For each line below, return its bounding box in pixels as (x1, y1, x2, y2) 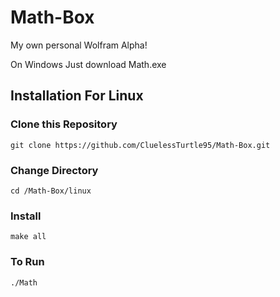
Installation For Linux (10, 87, 144, 105)
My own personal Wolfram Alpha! (10, 39, 148, 51)
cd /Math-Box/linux (10, 186, 92, 196)
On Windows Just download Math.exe (10, 58, 167, 70)
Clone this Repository (10, 117, 118, 131)
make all (10, 232, 47, 242)
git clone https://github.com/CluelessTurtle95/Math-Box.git (10, 140, 271, 150)
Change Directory (10, 163, 99, 177)
